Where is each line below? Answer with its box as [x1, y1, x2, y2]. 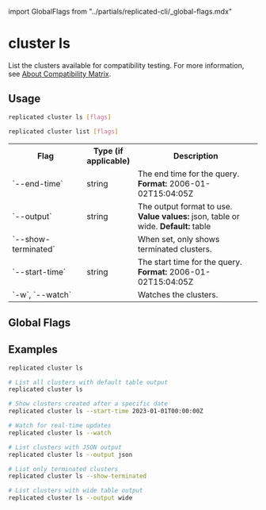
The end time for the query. [137, 168, 240, 179]
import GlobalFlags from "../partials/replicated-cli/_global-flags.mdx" [8, 7, 232, 16]
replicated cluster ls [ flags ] [8, 113, 112, 121]
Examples [8, 343, 58, 356]
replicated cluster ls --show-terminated [8, 472, 147, 481]
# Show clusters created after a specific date [8, 400, 169, 408]
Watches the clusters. [137, 289, 218, 300]
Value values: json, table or [137, 210, 240, 221]
